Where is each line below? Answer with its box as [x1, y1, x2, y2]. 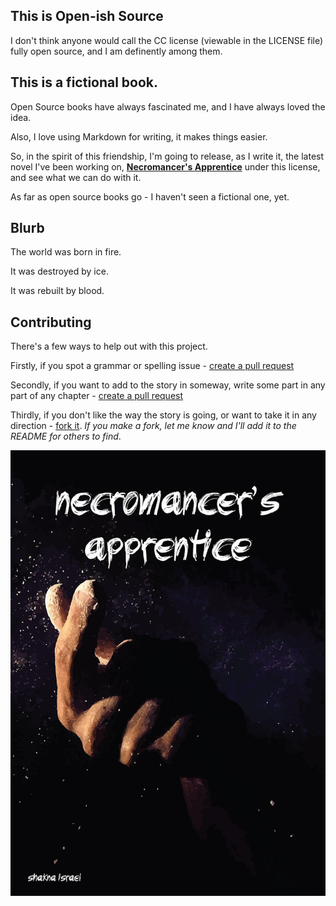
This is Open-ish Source [10, 8, 164, 25]
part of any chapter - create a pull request [10, 390, 184, 402]
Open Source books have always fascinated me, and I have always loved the [10, 100, 326, 113]
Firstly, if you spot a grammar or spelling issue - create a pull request [10, 360, 295, 372]
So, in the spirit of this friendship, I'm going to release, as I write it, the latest [10, 150, 325, 162]
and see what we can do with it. [10, 171, 142, 183]
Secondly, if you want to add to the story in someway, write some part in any [10, 379, 326, 391]
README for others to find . [10, 430, 122, 443]
